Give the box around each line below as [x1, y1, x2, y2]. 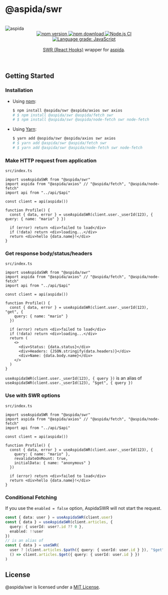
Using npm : [12, 98, 36, 104]
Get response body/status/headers [5, 250, 92, 257]
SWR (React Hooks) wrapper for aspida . [42, 47, 125, 53]
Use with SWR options [5, 392, 60, 399]
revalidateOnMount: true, [14, 456, 68, 461]
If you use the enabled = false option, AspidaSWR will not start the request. [5, 505, 161, 511]
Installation [5, 87, 33, 94]
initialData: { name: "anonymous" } [14, 460, 91, 465]
